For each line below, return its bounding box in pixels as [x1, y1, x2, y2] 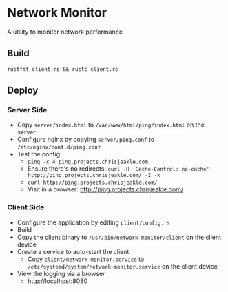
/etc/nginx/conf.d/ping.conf [17, 144, 101, 151]
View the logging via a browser [17, 269, 105, 278]
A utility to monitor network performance [7, 28, 123, 36]
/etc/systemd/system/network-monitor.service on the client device [27, 262, 218, 270]
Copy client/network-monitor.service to [27, 255, 145, 263]
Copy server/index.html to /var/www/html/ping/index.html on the [17, 121, 205, 129]
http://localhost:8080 [27, 277, 88, 285]
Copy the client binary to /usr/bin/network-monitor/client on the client [17, 233, 222, 241]
